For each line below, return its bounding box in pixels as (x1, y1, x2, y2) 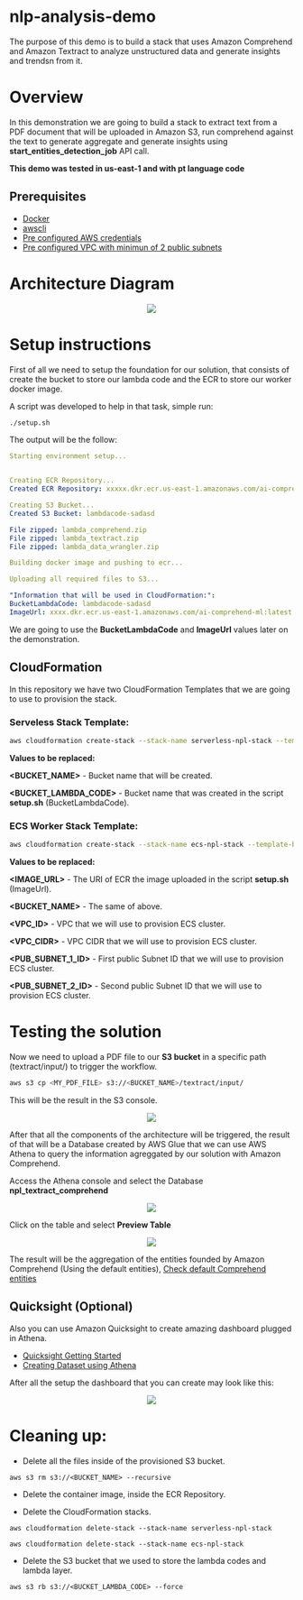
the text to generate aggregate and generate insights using (9, 135, 228, 146)
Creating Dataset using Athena (22, 1359, 137, 1370)
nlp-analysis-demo (9, 6, 156, 27)
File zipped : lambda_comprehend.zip (9, 525, 147, 534)
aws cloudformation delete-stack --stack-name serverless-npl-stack (9, 1523, 272, 1532)
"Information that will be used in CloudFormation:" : (9, 591, 216, 601)
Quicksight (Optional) (9, 1299, 133, 1314)
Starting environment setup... (9, 452, 127, 461)
